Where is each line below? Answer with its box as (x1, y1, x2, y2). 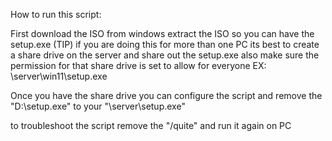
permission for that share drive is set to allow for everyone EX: (10, 60, 267, 71)
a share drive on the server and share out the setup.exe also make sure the (10, 49, 320, 61)
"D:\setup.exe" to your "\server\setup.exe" (10, 100, 186, 112)
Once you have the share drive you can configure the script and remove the (10, 90, 323, 101)
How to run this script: (10, 9, 102, 20)
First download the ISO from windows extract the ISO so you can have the (10, 28, 315, 39)
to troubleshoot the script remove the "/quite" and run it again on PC (10, 120, 292, 131)
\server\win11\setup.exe (10, 70, 108, 82)
